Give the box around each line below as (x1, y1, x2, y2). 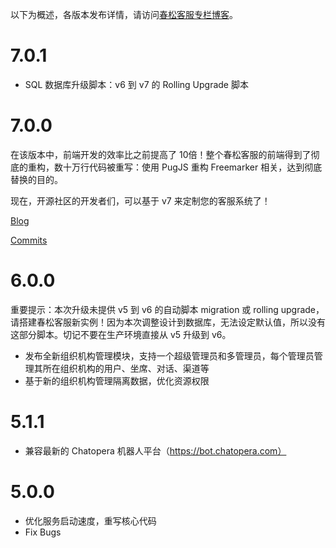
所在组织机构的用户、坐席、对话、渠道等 (42, 362, 210, 374)
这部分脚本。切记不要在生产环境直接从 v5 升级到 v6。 (10, 328, 232, 340)
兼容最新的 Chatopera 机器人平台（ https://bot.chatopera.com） (24, 444, 287, 457)
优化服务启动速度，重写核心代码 (24, 514, 157, 527)
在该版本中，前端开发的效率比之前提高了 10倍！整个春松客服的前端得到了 (10, 148, 312, 160)
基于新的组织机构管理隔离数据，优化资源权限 (24, 374, 210, 387)
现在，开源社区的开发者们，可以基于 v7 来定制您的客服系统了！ (10, 194, 271, 207)
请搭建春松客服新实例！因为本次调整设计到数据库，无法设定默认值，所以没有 (10, 316, 326, 328)
